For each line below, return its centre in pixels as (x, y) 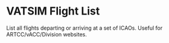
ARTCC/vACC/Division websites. (47, 34)
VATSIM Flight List (53, 11)
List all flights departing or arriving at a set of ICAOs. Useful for (84, 28)
